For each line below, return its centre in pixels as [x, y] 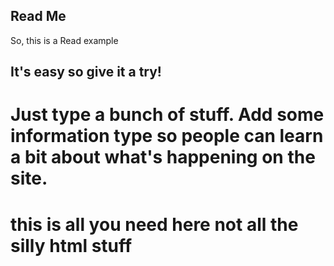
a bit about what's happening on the [163, 157]
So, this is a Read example [64, 40]
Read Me [38, 16]
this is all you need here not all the [154, 224]
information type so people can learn [167, 136]
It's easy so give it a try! [86, 72]
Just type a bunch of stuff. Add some [167, 115]
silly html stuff [71, 245]
